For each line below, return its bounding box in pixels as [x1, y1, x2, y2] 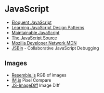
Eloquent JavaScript [11, 19, 52, 25]
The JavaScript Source [11, 35, 57, 41]
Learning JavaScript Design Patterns [11, 24, 85, 30]
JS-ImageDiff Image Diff [11, 82, 60, 88]
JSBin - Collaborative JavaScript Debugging [11, 45, 99, 51]
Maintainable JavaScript [11, 30, 60, 35]
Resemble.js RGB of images [11, 72, 67, 78]
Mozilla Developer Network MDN [11, 40, 77, 46]
